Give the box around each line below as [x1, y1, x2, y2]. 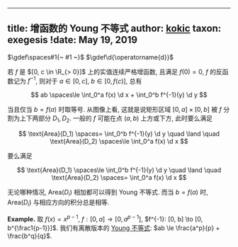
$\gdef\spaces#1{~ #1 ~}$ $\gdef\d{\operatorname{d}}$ [7, 52, 174, 61]
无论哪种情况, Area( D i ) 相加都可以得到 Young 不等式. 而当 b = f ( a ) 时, [7, 188, 208, 198]
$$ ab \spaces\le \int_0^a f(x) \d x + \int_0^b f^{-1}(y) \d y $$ [30, 91, 208, 99]
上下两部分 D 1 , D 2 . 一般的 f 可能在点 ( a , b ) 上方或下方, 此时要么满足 [19, 114, 213, 125]
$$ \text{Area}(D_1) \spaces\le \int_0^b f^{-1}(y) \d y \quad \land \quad [16, 166, 222, 174]
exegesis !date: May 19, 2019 [7, 34, 138, 46]
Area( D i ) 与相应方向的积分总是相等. [7, 198, 110, 208]
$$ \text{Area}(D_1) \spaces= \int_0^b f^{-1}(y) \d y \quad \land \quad [18, 130, 220, 138]
